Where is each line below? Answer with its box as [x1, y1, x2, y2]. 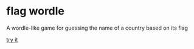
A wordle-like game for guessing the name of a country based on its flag [6, 24, 189, 31]
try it [6, 36, 18, 43]
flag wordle [6, 4, 65, 18]
